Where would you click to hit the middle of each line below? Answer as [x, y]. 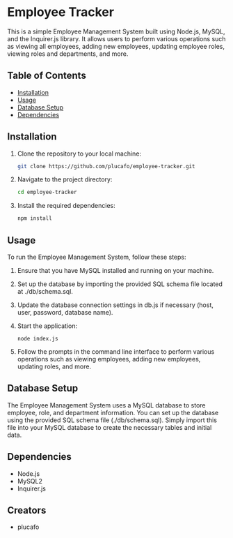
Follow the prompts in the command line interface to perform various [116, 352]
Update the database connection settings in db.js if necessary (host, [115, 305]
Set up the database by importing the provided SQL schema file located [120, 284]
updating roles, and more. [54, 366]
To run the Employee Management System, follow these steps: [97, 257]
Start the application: [47, 326]
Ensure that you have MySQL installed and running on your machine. [115, 270]
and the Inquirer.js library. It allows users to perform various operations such [116, 38]
